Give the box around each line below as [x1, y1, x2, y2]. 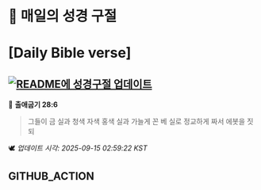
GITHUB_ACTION [8, 169, 95, 183]
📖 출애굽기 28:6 [8, 100, 58, 109]
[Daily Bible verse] [8, 44, 132, 62]
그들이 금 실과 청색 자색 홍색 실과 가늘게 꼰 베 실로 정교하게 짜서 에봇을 [27, 116, 246, 127]
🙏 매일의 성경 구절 [8, 7, 117, 25]
